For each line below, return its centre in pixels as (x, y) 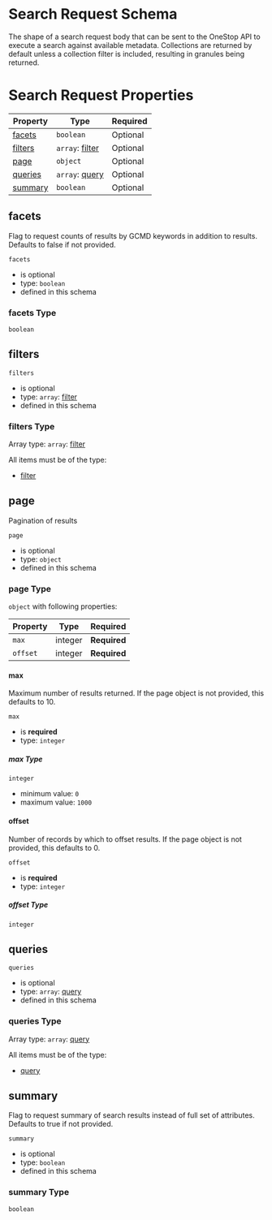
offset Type (28, 905)
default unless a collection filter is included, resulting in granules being (127, 54)
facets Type (32, 313)
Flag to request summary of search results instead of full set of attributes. (132, 1115)
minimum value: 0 (50, 794)
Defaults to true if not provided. (61, 1124)
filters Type (32, 426)
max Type (26, 759)
